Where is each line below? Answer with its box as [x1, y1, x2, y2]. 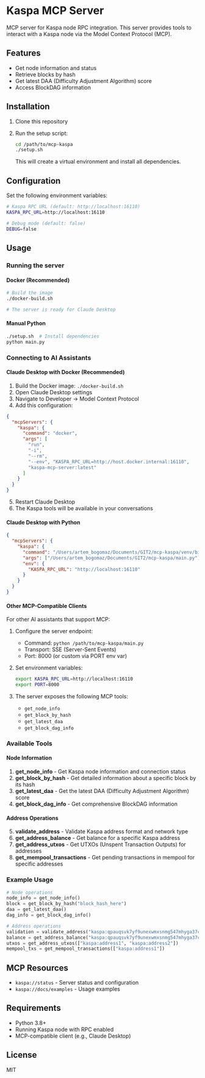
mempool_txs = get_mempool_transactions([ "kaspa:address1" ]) [6, 946, 165, 952]
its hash [15, 781, 35, 788]
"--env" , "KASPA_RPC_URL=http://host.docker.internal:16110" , [28, 458, 190, 465]
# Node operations [6, 889, 53, 895]
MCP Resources [6, 963, 69, 973]
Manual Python [6, 320, 46, 327]
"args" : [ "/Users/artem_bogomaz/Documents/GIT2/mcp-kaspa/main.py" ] [22, 555, 201, 561]
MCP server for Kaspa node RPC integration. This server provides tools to [6, 24, 192, 31]
